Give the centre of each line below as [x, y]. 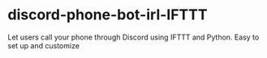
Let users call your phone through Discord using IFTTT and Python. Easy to [133, 37]
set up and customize [44, 45]
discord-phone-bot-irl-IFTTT [108, 15]
